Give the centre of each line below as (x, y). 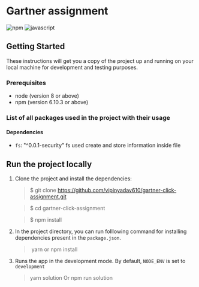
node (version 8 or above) (47, 96)
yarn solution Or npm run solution (71, 277)
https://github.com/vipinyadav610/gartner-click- (117, 190)
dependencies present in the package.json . (68, 237)
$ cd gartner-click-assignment (67, 208)
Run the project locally (49, 164)
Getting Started (36, 46)
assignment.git (48, 197)
